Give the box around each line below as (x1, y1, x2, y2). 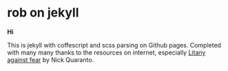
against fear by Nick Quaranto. (7, 55, 94, 63)
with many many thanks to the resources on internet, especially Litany (7, 48, 206, 57)
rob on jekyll (7, 5, 79, 21)
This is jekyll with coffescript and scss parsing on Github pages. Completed (7, 41, 222, 49)
